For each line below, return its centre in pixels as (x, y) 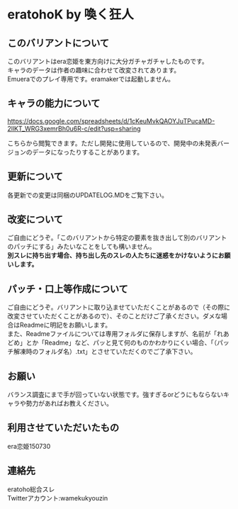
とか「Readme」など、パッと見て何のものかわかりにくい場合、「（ (121, 343)
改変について (35, 219)
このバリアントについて (58, 43)
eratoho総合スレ (31, 489)
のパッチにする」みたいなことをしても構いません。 (81, 247)
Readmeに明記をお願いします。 (66, 325)
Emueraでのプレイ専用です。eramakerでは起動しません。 (91, 79)
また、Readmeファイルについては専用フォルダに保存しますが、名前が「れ (115, 334)
